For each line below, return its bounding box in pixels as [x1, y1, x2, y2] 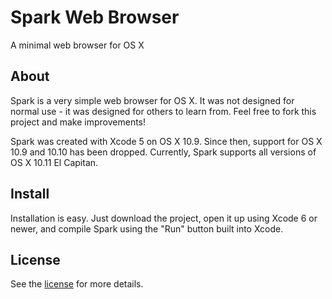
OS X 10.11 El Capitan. [10, 156, 99, 168]
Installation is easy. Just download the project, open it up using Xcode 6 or [10, 212, 318, 224]
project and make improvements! [10, 116, 147, 128]
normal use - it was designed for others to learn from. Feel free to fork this [10, 105, 317, 117]
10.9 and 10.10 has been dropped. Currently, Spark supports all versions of [10, 146, 317, 158]
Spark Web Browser [10, 6, 180, 29]
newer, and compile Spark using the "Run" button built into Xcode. [10, 222, 284, 235]
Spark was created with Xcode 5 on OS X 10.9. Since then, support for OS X [10, 135, 323, 147]
